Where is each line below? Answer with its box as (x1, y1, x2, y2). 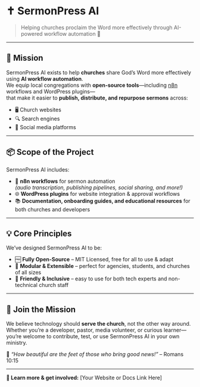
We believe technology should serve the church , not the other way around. (6, 320, 191, 327)
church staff (38, 282, 69, 289)
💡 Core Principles (6, 228, 72, 239)
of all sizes (14, 269, 42, 276)
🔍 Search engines (14, 115, 60, 122)
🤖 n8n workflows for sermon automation (14, 177, 115, 185)
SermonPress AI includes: (6, 166, 70, 173)
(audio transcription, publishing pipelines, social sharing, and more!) (14, 183, 183, 191)
